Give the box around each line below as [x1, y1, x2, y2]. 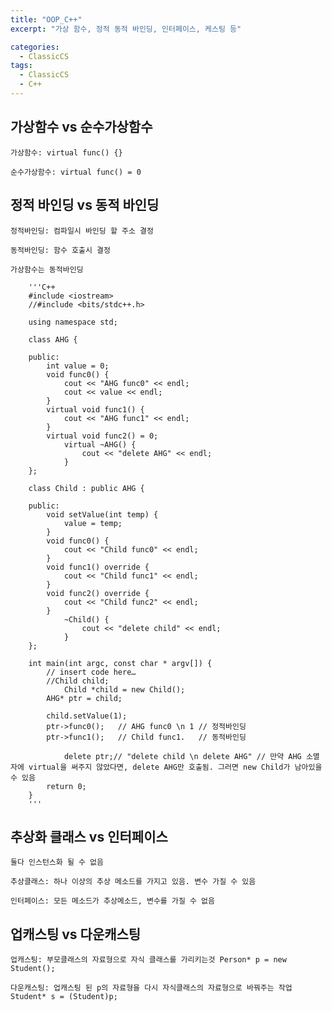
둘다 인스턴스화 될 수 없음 [10, 857, 104, 868]
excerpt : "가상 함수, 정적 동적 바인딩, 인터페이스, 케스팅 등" [10, 24, 242, 34]
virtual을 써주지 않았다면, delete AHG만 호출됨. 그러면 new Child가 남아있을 [28, 762, 323, 772]
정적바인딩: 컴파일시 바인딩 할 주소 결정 [10, 226, 154, 236]
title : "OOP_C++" [10, 14, 83, 25]
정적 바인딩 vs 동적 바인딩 [10, 197, 160, 214]
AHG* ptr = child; [46, 693, 123, 703]
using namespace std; [28, 317, 118, 327]
